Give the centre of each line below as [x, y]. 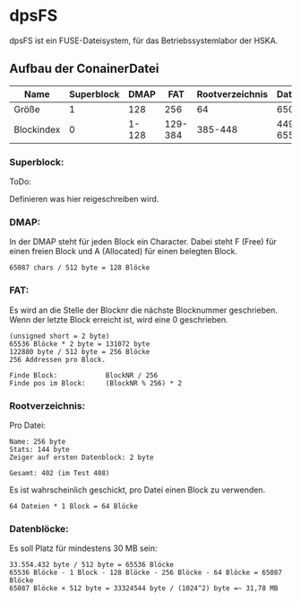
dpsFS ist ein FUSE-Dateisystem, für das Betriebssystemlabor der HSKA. [144, 40]
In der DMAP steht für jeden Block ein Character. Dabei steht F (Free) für [143, 242]
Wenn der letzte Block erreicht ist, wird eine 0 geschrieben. [119, 319]
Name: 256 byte [38, 441]
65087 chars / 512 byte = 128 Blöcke [80, 268]
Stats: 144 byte [39, 449]
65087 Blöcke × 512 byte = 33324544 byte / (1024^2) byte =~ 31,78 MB [144, 589]
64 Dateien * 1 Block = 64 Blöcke [74, 506]
